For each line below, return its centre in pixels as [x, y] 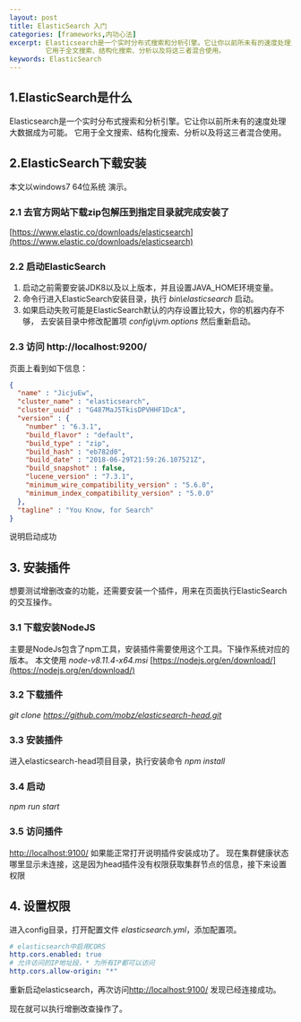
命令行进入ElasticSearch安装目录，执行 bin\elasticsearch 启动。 [140, 299]
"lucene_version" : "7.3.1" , [80, 477]
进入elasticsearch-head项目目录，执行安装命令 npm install [117, 761]
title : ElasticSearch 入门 [58, 26]
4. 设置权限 [40, 906]
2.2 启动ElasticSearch [57, 266]
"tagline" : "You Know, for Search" [86, 510]
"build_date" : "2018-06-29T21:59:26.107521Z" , [116, 460]
